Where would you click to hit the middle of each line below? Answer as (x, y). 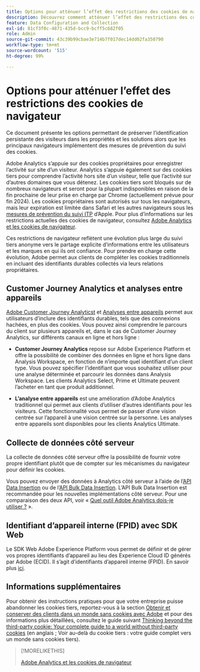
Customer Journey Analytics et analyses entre (95, 288)
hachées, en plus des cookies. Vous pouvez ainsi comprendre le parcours (97, 325)
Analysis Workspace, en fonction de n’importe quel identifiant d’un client (104, 362)
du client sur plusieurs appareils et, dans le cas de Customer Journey (91, 331)
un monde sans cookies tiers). (43, 639)
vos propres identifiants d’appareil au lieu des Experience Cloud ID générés (99, 555)
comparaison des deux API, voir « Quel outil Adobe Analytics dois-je (90, 500)
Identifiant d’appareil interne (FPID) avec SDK (92, 525)
